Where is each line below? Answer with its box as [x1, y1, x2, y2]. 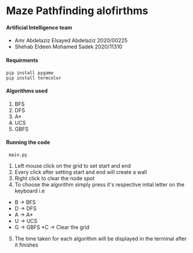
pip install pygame [6, 69, 54, 76]
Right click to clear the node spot [14, 175, 95, 182]
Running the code [6, 139, 50, 146]
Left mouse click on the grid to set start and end [14, 162, 131, 169]
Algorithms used [6, 87, 48, 95]
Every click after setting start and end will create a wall [14, 169, 147, 175]
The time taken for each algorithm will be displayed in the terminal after [14, 235, 187, 242]
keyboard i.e [14, 187, 45, 194]
